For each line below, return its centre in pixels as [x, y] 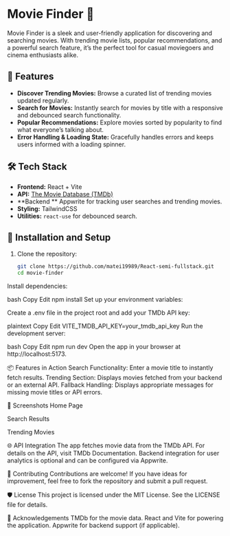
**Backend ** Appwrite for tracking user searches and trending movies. [119, 201]
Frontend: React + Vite [49, 187]
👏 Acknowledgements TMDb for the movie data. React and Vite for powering [115, 518]
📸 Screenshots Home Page [45, 405]
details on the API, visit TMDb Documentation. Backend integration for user [113, 454]
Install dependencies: [37, 286]
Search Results [28, 419]
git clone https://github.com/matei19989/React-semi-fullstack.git [115, 267]
